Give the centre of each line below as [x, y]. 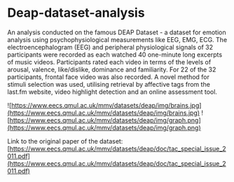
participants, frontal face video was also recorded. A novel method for [109, 77]
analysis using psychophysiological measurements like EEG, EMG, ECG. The [117, 39]
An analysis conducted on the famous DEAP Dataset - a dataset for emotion [117, 32]
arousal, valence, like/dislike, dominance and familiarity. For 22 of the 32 [112, 69]
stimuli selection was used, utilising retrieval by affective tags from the [109, 84]
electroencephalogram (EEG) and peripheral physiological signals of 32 [110, 47]
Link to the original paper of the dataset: [65, 141]
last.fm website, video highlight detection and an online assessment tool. [112, 92]
